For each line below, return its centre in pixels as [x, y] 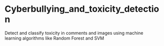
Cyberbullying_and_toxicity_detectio [82, 9]
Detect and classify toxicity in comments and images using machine [74, 33]
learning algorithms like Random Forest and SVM [55, 38]
